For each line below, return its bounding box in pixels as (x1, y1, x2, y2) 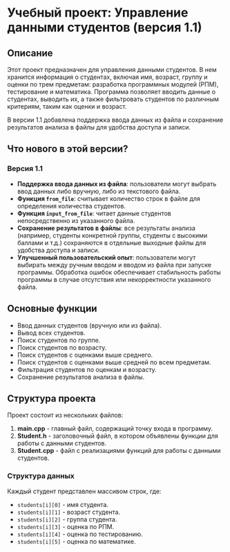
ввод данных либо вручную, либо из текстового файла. (17, 187, 181, 195)
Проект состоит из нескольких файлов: (7, 411, 124, 420)
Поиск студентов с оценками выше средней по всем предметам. (17, 358, 211, 366)
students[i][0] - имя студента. (17, 500, 109, 508)
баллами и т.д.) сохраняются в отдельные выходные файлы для (17, 238, 207, 247)
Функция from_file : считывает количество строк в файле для (17, 194, 200, 202)
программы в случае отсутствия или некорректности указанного (17, 275, 211, 283)
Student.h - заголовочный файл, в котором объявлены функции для (17, 431, 219, 440)
